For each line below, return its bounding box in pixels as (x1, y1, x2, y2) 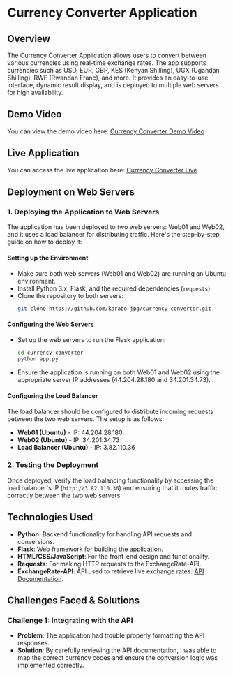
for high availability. (7, 89, 63, 96)
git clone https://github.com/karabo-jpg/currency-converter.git (17, 305, 211, 312)
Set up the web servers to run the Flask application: (17, 335, 166, 344)
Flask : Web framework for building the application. (17, 545, 164, 553)
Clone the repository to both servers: (17, 291, 124, 300)
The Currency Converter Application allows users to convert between (7, 51, 207, 59)
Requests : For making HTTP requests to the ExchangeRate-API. (17, 559, 202, 568)
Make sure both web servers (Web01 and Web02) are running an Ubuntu (17, 269, 227, 277)
